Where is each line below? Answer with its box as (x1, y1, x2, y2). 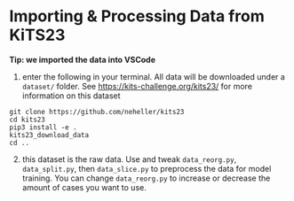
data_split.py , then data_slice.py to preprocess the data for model (21, 163, 272, 174)
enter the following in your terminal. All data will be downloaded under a (21, 71, 286, 81)
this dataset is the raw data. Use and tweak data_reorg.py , (21, 153, 237, 165)
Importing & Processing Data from (9, 6, 265, 27)
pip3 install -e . (9, 122, 77, 132)
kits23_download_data (9, 130, 90, 139)
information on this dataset (21, 90, 122, 101)
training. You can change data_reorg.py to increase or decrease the (21, 173, 271, 183)
